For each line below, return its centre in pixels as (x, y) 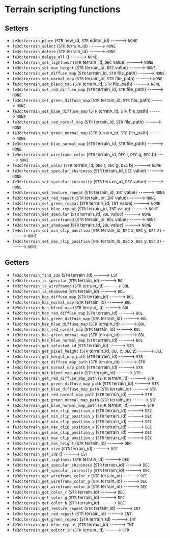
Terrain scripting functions (63, 9)
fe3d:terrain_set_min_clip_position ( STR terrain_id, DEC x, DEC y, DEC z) (87, 230)
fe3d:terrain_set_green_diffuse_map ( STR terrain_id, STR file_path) (81, 100)
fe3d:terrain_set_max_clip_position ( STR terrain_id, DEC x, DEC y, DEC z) (87, 241)
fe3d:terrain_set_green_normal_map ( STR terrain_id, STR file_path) (80, 133)
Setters (17, 28)
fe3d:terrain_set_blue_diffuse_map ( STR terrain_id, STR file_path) (80, 111)
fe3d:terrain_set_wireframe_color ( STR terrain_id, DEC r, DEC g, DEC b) (84, 154)
